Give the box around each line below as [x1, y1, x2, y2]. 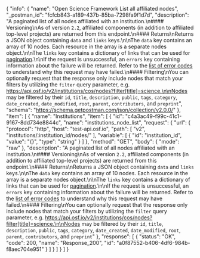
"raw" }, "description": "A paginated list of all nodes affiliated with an [6, 144, 175, 151]
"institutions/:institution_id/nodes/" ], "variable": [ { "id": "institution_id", [6, 132, 182, 139]
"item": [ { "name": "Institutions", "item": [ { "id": [6, 113, 124, 120]
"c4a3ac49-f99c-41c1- [125, 113, 182, 120]
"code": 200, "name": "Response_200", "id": [6, 240, 115, 246]
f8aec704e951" [6, 245, 44, 253]
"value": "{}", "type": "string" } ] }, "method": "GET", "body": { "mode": [6, 138, 180, 145]
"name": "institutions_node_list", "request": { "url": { [63, 119, 191, 126]
